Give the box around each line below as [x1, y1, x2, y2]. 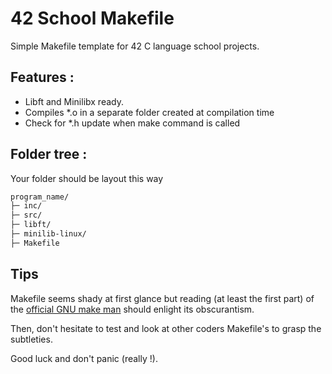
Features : [10, 69, 75, 86]
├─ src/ [10, 210, 43, 221]
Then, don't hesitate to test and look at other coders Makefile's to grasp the [10, 322, 322, 334]
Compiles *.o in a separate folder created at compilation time [24, 106, 275, 118]
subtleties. [10, 333, 53, 345]
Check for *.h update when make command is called [24, 117, 241, 129]
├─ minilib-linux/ [10, 229, 87, 239]
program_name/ [10, 192, 70, 202]
